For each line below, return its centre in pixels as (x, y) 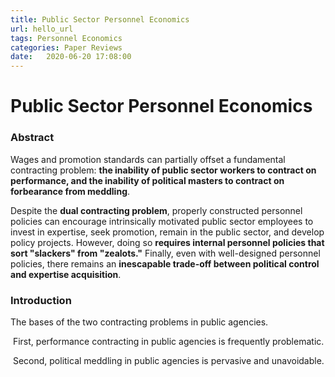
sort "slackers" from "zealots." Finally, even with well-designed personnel (165, 253)
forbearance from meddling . (70, 191)
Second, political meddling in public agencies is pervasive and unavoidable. (168, 360)
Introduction (41, 300)
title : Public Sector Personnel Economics (100, 19)
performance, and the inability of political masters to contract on (147, 180)
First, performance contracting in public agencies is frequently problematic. (168, 341)
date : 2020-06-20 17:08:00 (71, 57)
